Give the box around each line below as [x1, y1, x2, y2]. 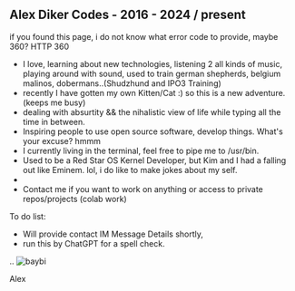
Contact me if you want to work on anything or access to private [22, 183, 263, 194]
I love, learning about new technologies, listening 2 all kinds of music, [22, 58, 283, 69]
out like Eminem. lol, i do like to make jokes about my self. [22, 164, 238, 175]
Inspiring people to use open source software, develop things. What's [22, 126, 283, 137]
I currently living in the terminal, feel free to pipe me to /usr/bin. [22, 145, 260, 156]
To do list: [9, 210, 46, 221]
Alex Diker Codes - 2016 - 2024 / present [9, 7, 247, 23]
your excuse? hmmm [22, 135, 102, 146]
